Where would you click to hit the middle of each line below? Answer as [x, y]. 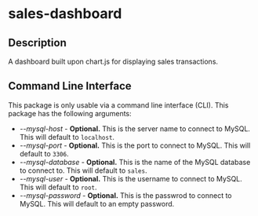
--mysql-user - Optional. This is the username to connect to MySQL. [131, 178]
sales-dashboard [65, 14]
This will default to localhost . [67, 137]
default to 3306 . [44, 153]
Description [37, 43]
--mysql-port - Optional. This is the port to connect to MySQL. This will [135, 145]
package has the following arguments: [70, 113]
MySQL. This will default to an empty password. [97, 203]
